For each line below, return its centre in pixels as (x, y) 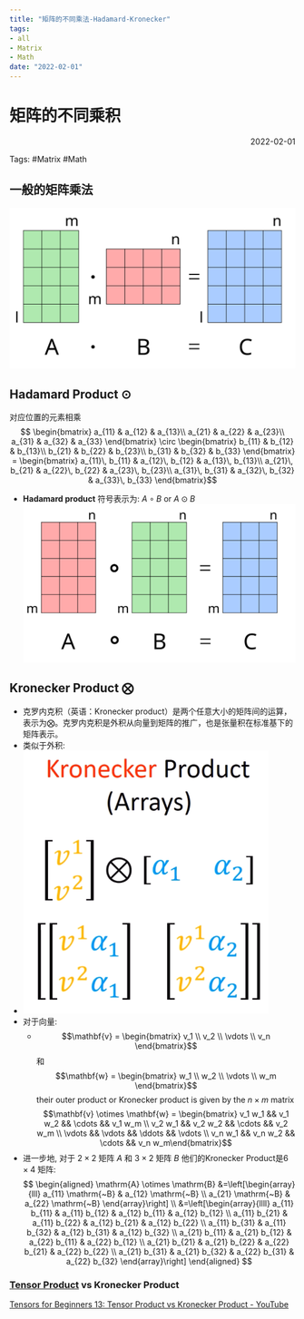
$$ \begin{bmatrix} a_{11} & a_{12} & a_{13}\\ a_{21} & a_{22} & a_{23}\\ (152, 432)
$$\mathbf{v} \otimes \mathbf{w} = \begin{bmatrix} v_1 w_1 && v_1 (166, 1114)
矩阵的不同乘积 (65, 116)
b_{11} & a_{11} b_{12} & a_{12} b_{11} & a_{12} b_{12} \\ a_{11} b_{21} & (159, 1213)
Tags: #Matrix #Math (49, 159)
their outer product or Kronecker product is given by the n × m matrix (165, 1099)
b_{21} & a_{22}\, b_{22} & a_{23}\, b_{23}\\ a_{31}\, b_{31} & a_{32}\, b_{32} (152, 471)
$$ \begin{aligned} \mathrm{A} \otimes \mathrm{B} (119, 1184)
